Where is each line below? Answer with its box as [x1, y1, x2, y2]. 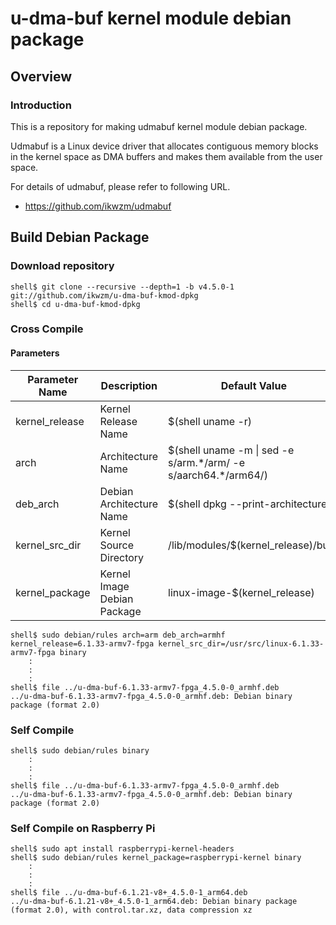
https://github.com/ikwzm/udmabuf [24, 200, 172, 212]
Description [100, 378, 158, 392]
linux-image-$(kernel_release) [168, 585, 315, 599]
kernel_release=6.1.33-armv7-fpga [10, 638, 155, 649]
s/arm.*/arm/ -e [168, 455, 246, 469]
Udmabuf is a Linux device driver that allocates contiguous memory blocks [10, 140, 319, 152]
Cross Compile [10, 322, 84, 336]
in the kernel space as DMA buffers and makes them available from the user [10, 150, 323, 162]
